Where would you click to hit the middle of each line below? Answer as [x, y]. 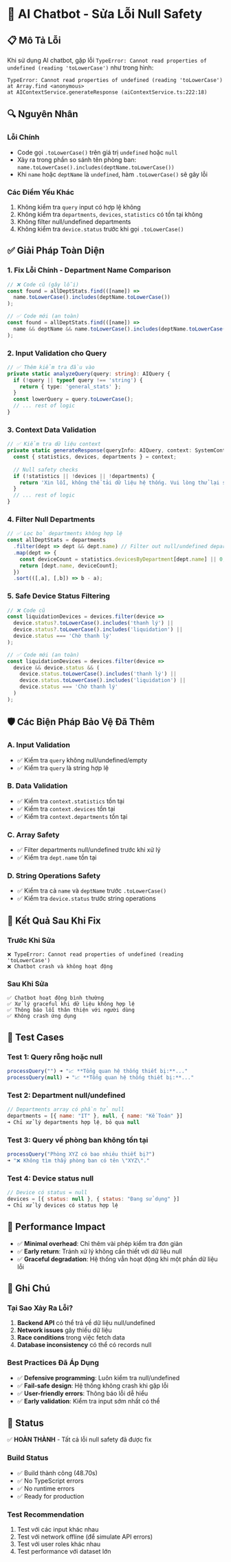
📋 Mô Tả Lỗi [34, 40]
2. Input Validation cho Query [57, 353]
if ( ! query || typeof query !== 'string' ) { [78, 380]
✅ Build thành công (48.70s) [57, 1472]
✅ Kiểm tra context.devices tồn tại [66, 809]
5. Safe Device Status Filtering [58, 596]
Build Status [28, 1458]
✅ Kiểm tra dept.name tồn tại [57, 857]
